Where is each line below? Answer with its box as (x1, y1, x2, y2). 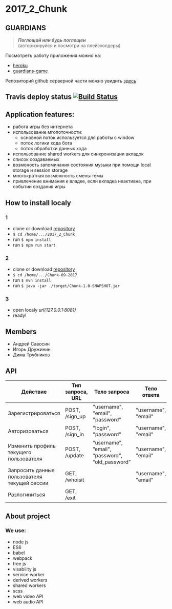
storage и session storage (12, 167, 68, 173)
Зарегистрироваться (8, 410, 60, 417)
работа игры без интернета (12, 124, 73, 130)
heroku (12, 63, 28, 68)
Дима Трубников (12, 352, 50, 358)
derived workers (12, 577, 48, 583)
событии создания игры (12, 184, 66, 190)
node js (12, 539, 29, 545)
